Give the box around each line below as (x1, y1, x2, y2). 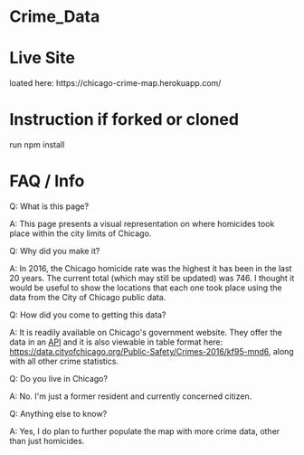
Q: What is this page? (9, 201, 89, 212)
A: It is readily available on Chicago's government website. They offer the (9, 327, 283, 337)
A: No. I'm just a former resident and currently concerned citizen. (9, 391, 252, 402)
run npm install (9, 139, 65, 150)
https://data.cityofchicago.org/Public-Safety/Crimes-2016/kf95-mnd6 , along (9, 346, 294, 356)
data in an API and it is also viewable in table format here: (9, 337, 223, 347)
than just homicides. (9, 436, 85, 446)
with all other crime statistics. (9, 355, 119, 366)
